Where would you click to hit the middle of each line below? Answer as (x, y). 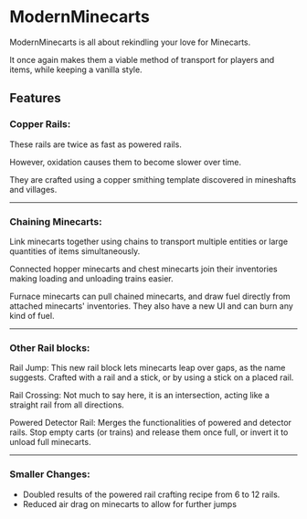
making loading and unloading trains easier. (91, 278)
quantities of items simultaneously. (75, 251)
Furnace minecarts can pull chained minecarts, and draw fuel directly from (150, 296)
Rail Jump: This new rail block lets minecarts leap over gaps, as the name (148, 368)
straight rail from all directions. (67, 405)
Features (35, 98)
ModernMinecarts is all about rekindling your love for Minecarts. (130, 42)
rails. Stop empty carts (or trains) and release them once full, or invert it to (149, 432)
